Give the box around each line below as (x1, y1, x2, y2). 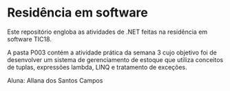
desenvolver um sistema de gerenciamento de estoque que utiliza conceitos (7, 55, 224, 63)
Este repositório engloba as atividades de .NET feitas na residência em (7, 28, 208, 36)
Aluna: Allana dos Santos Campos (7, 76, 103, 84)
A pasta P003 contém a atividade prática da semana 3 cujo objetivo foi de (7, 48, 217, 57)
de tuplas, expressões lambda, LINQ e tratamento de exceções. (7, 63, 187, 71)
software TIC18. (7, 34, 52, 43)
